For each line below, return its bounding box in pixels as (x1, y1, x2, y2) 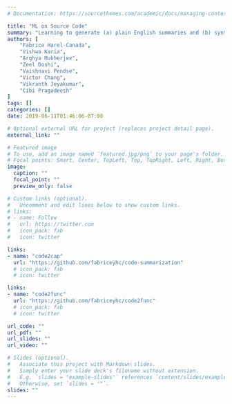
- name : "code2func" (7, 291, 67, 298)
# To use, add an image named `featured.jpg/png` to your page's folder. (7, 150, 224, 158)
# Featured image (7, 144, 57, 151)
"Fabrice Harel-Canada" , (19, 42, 91, 49)
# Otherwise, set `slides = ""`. (7, 380, 110, 387)
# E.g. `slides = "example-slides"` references (7, 374, 153, 380)
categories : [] (7, 107, 51, 113)
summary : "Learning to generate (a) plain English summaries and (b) (7, 29, 212, 36)
